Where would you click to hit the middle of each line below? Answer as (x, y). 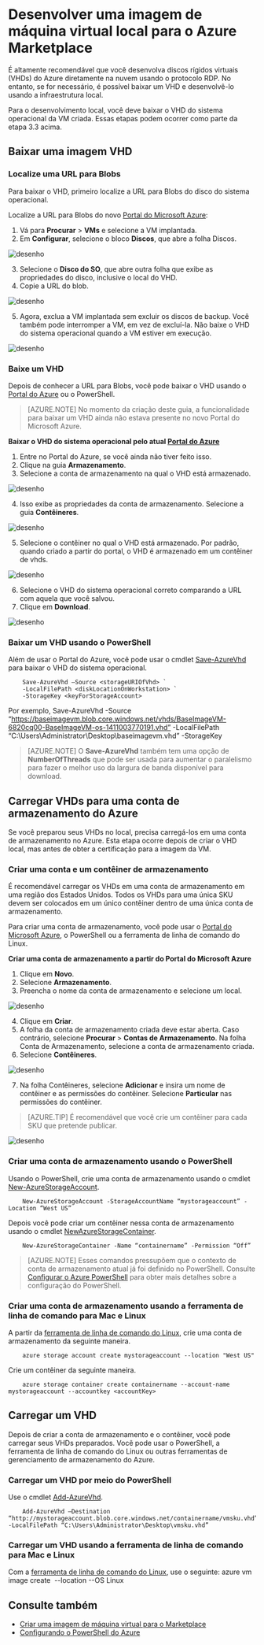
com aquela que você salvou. (67, 598)
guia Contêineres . (49, 512)
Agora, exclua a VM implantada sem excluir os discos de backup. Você (134, 316)
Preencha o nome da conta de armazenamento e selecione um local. (130, 991)
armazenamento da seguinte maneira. (70, 1341)
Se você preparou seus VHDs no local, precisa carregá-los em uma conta (127, 832)
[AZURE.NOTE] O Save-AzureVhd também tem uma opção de (128, 751)
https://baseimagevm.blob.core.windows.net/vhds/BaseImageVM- (119, 719)
